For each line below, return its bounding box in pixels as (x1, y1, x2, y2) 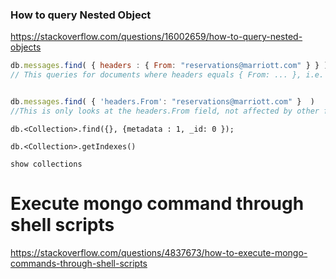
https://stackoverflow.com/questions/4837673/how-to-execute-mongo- (10, 246, 308, 258)
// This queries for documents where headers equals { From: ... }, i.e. (10, 70, 325, 80)
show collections (10, 159, 83, 169)
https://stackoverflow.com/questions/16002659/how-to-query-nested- (10, 31, 303, 43)
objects (10, 41, 42, 53)
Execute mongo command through (10, 192, 305, 215)
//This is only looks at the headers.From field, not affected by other (10, 106, 320, 116)
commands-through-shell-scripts (10, 257, 148, 269)
